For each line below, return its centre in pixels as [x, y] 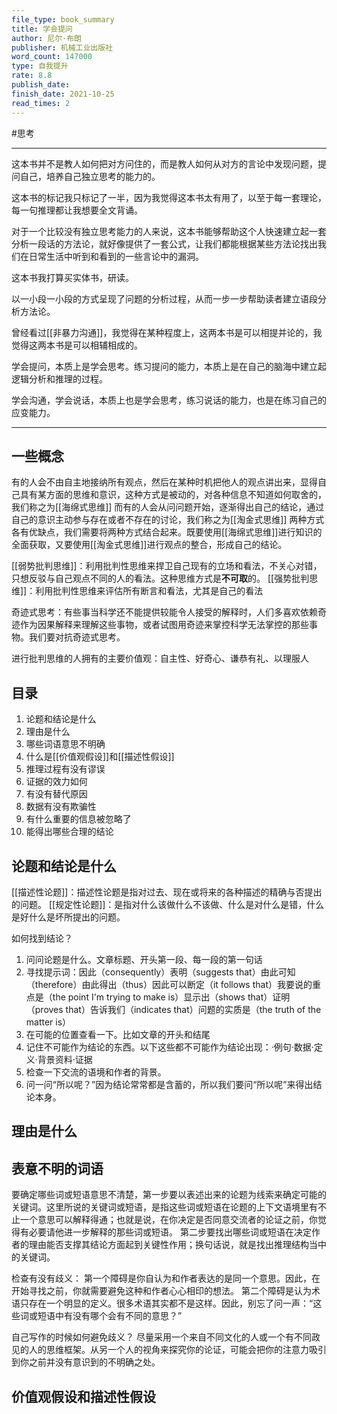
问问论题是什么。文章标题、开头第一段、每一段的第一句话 [144, 959]
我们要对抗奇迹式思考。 [77, 637]
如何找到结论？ [42, 938]
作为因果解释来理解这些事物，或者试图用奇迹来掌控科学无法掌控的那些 [164, 625]
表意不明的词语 [57, 1168]
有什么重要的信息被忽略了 [78, 819]
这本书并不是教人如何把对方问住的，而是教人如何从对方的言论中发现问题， [164, 163]
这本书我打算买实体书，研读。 [72, 277]
